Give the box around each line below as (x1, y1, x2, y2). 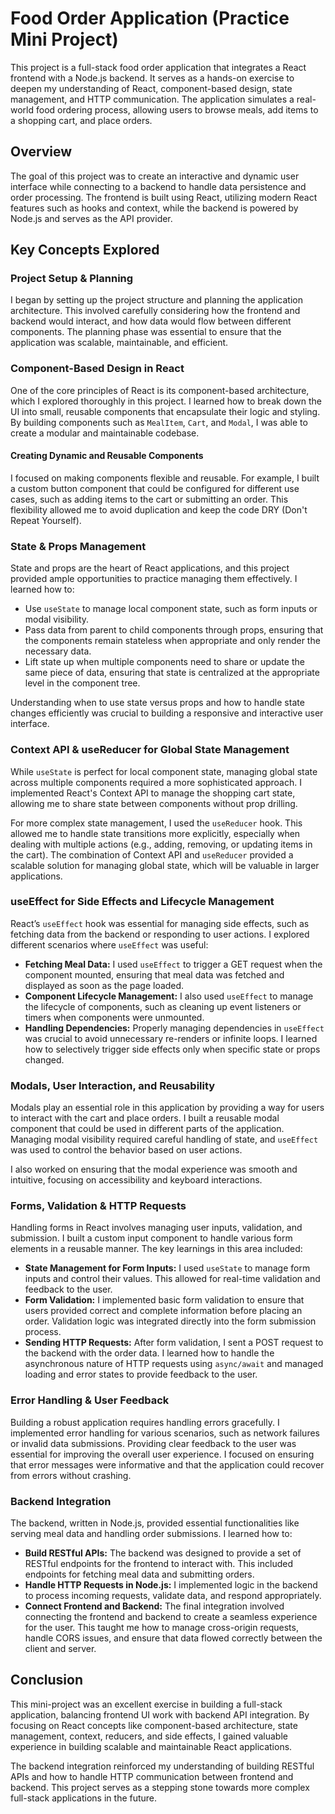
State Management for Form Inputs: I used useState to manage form (24, 1262, 311, 1274)
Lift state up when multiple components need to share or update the (24, 656, 305, 668)
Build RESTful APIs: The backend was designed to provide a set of (24, 1547, 302, 1559)
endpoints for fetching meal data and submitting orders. (24, 1568, 255, 1581)
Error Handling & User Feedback (10, 1393, 170, 1407)
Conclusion (10, 1672, 84, 1689)
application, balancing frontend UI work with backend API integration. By (10, 1708, 310, 1721)
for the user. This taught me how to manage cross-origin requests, (24, 1622, 299, 1634)
